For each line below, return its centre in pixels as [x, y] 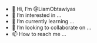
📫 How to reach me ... [39, 34]
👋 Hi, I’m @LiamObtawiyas [44, 9]
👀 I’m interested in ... [36, 15]
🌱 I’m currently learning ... [43, 21]
